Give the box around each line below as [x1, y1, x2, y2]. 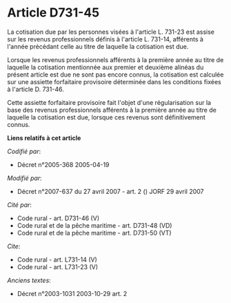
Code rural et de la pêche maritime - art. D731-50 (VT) [17, 228, 172, 237]
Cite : [7, 242, 21, 250]
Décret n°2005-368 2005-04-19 [17, 160, 110, 168]
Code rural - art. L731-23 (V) [17, 262, 99, 271]
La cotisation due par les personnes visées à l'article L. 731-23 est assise [7, 28, 215, 36]
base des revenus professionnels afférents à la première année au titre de [7, 106, 217, 114]
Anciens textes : [7, 276, 52, 284]
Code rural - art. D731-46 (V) [17, 214, 100, 222]
